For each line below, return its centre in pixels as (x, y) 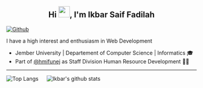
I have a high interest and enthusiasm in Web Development (79, 41)
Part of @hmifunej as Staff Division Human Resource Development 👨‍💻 (102, 61)
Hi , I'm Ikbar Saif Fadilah (101, 15)
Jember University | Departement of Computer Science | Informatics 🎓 (104, 53)
